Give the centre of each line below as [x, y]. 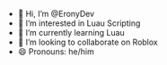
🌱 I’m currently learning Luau [71, 32]
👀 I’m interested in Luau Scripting [79, 23]
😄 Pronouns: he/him [56, 52]
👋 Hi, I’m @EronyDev [56, 14]
